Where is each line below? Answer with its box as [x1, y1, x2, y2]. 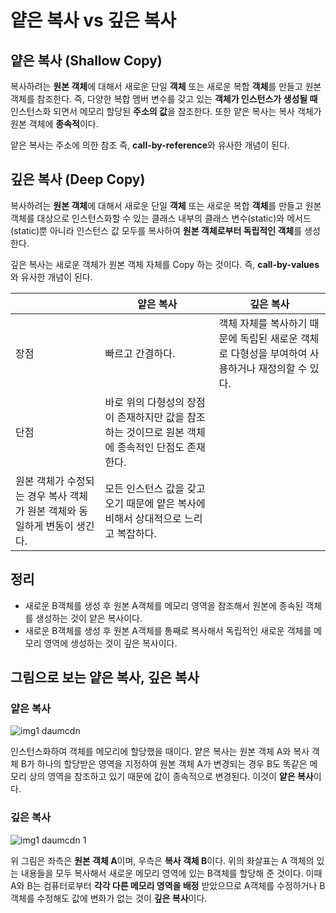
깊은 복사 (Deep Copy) [10, 171, 146, 188]
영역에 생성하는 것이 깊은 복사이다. [43, 637, 178, 649]
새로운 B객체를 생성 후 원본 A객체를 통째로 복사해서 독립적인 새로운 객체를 [24, 624, 312, 636]
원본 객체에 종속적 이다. [10, 118, 99, 130]
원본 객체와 [27, 504, 77, 518]
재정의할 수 [258, 361, 308, 375]
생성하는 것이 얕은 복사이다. [35, 612, 143, 624]
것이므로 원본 [126, 425, 185, 439]
